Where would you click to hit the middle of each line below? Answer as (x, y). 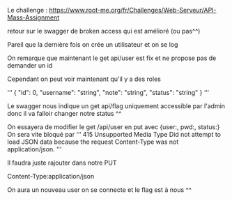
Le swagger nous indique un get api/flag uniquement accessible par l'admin (116, 106)
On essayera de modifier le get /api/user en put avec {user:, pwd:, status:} (114, 127)
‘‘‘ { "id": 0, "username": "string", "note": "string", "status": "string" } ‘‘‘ (108, 92)
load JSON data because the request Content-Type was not (93, 142)
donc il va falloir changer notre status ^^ (64, 113)
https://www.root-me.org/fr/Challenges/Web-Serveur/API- (133, 10)
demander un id (30, 65)
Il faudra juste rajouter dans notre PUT (62, 163)
